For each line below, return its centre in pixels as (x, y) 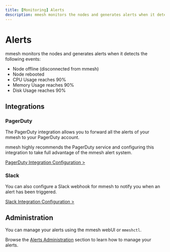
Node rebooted (28, 75)
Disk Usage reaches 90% (39, 91)
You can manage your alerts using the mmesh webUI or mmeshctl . (73, 230)
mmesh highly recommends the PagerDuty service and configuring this (80, 147)
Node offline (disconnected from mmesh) (56, 69)
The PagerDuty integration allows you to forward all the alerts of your (77, 132)
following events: (23, 59)
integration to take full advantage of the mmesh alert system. (69, 153)
